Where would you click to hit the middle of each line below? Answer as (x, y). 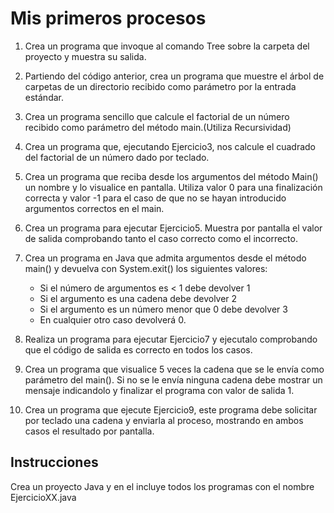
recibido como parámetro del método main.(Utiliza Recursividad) (158, 127)
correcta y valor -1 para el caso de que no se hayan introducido (155, 198)
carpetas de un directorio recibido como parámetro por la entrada (160, 86)
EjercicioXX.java (43, 497)
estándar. (44, 97)
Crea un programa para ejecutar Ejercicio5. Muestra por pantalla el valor (173, 228)
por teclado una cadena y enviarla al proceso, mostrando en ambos (164, 420)
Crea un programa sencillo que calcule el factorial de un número (157, 116)
